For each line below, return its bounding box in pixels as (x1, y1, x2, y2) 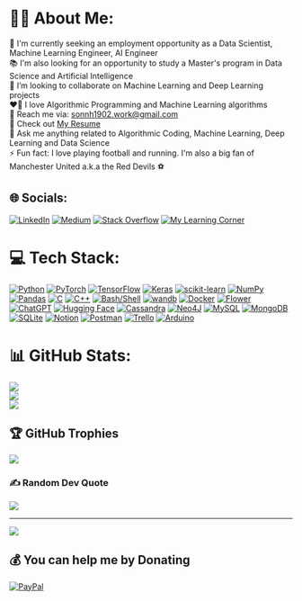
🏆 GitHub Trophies (9, 426, 120, 442)
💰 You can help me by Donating (9, 552, 191, 568)
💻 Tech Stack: (9, 247, 120, 268)
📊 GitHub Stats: (9, 345, 132, 365)
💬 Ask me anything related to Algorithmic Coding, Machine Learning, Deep (9, 128, 285, 139)
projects (9, 89, 40, 100)
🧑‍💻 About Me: (9, 8, 114, 29)
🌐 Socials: (9, 191, 68, 206)
